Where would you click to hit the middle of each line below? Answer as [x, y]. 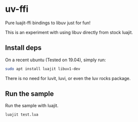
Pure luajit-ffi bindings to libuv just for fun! [48, 23]
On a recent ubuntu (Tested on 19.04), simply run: [55, 60]
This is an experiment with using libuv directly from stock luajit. [69, 32]
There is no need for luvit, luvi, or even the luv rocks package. [68, 78]
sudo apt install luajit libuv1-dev [43, 69]
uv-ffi [17, 9]
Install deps [23, 48]
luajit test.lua [22, 115]
